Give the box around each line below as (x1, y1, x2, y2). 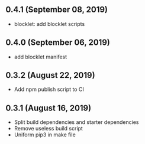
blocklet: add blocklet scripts (14, 20, 85, 27)
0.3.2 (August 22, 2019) (5, 70, 95, 80)
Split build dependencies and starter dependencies (14, 119, 139, 126)
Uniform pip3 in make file (14, 131, 76, 138)
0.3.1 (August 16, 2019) (5, 103, 92, 113)
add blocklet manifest (14, 53, 67, 60)
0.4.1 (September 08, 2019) (5, 5, 108, 15)
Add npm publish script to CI (14, 86, 84, 93)
